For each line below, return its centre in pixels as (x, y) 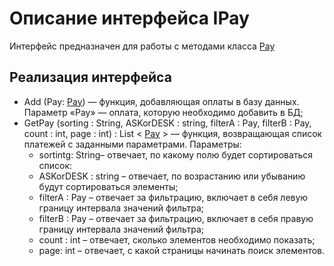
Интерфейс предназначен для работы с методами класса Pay (142, 46)
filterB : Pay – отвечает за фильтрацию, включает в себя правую (176, 218)
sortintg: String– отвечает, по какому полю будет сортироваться (176, 154)
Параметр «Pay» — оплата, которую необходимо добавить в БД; (163, 112)
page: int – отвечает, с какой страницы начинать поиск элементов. (182, 250)
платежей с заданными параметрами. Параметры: (132, 144)
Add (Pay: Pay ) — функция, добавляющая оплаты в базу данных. (161, 101)
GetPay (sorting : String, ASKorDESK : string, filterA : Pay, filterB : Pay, (167, 123)
